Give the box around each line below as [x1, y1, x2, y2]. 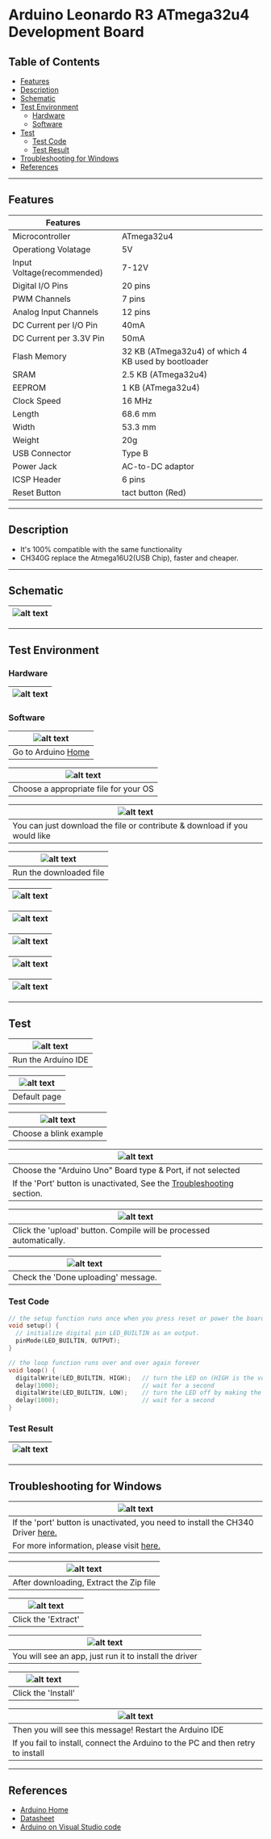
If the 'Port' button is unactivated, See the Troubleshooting [12, 1178, 234, 1189]
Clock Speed [12, 395, 61, 406]
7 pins [121, 293, 146, 304]
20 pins [121, 280, 151, 291]
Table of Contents [8, 55, 101, 69]
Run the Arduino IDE [12, 1054, 89, 1066]
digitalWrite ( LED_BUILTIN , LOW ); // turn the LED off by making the [15, 1389, 262, 1397]
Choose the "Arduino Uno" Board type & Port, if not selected [12, 1165, 240, 1176]
